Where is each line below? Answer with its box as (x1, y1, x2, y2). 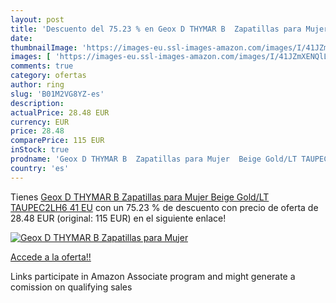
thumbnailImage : (10, 42, 78, 53)
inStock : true (10, 145, 70, 155)
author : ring (10, 80, 65, 90)
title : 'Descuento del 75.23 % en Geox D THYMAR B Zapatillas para (10, 24, 302, 34)
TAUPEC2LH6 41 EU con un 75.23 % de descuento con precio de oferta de (10, 201, 319, 213)
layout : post (10, 14, 65, 25)
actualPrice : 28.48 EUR (10, 107, 110, 118)
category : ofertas (10, 71, 87, 81)
